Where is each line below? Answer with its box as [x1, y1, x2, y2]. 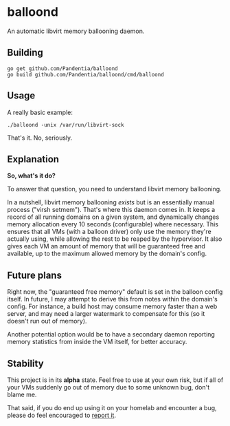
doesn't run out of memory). [7, 317, 87, 326]
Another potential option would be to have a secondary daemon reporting [7, 330, 215, 339]
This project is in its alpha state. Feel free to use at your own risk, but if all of [7, 376, 224, 384]
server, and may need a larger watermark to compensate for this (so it [7, 310, 205, 318]
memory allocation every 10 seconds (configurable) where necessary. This [7, 220, 218, 228]
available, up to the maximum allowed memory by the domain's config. [7, 249, 207, 258]
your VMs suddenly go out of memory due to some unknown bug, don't [7, 383, 210, 391]
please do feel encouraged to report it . [7, 411, 117, 419]
